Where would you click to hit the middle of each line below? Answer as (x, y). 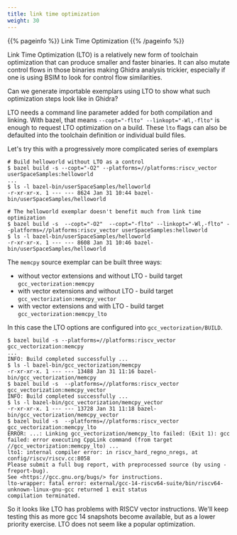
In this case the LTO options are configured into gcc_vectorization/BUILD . (115, 327)
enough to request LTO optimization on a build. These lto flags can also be (117, 127)
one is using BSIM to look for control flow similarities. (85, 77)
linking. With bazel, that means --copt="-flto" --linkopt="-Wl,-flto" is (114, 120)
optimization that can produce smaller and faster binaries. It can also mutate (119, 62)
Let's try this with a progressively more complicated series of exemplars (113, 148)
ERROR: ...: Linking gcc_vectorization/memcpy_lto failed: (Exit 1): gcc (119, 433)
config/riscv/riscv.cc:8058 (49, 458)
